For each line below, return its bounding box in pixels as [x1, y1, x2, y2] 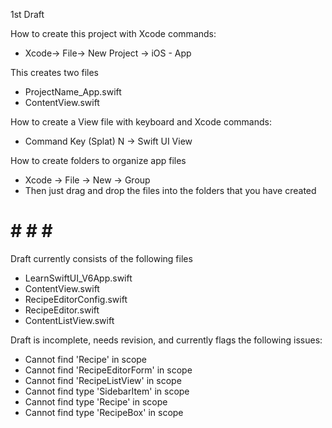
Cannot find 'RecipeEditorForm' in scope [24, 364, 193, 376]
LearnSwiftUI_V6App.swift [24, 272, 133, 284]
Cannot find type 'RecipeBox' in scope [24, 406, 184, 418]
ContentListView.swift [24, 314, 115, 326]
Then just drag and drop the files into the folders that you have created [24, 185, 317, 196]
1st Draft [10, 9, 45, 20]
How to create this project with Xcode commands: [10, 28, 217, 39]
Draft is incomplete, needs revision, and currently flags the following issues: [10, 334, 323, 346]
